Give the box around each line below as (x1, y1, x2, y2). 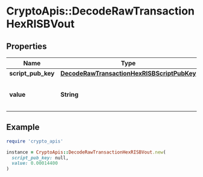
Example (6, 122, 40, 132)
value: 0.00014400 (11, 160, 59, 167)
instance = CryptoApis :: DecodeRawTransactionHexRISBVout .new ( (6, 149, 166, 155)
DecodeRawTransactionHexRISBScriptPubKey (60, 69, 196, 77)
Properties (6, 41, 47, 51)
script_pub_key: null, (11, 155, 69, 161)
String (60, 91, 79, 98)
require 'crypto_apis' (6, 138, 63, 144)
